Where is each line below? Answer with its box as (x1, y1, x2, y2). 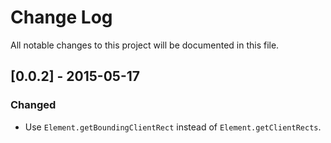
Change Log (10, 6, 113, 29)
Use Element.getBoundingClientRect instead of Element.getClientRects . (24, 121, 322, 133)
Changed (10, 98, 57, 112)
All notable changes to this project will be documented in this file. (10, 39, 280, 51)
